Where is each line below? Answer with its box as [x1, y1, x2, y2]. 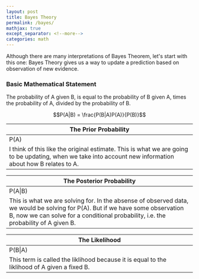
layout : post [6, 8, 38, 15]
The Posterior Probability [63, 177, 136, 185]
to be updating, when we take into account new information [9, 153, 175, 161]
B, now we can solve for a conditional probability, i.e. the [9, 211, 166, 220]
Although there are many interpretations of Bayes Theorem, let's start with [6, 53, 188, 59]
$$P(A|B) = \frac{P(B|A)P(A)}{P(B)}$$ [53, 111, 146, 119]
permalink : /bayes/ [6, 20, 54, 26]
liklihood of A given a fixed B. [9, 263, 90, 271]
